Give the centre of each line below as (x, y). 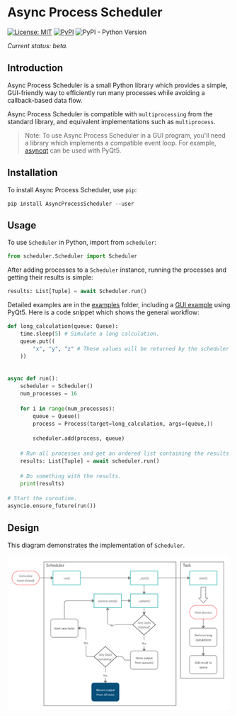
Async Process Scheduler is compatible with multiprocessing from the (110, 114)
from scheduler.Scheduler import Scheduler (73, 256)
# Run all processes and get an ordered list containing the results (125, 453)
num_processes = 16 (49, 394)
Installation (33, 173)
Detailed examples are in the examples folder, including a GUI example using (119, 305)
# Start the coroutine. (42, 499)
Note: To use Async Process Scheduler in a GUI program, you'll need (125, 135)
